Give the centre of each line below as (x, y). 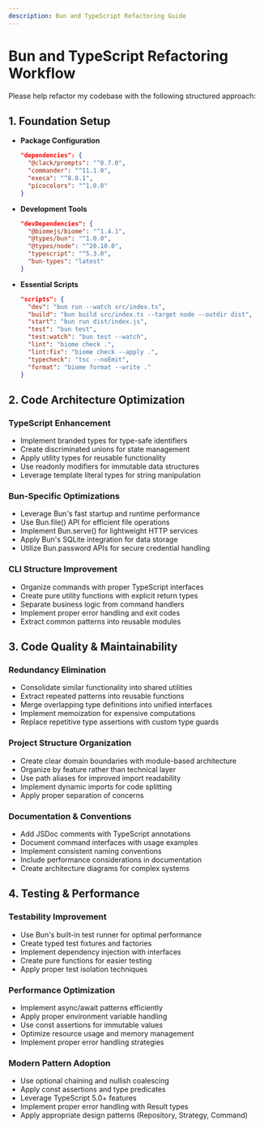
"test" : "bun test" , (62, 329)
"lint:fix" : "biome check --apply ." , (93, 352)
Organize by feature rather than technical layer (98, 769)
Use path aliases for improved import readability (100, 778)
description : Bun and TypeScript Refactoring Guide (97, 16)
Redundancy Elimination (57, 670)
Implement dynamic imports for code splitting (96, 787)
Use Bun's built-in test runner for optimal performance (111, 934)
